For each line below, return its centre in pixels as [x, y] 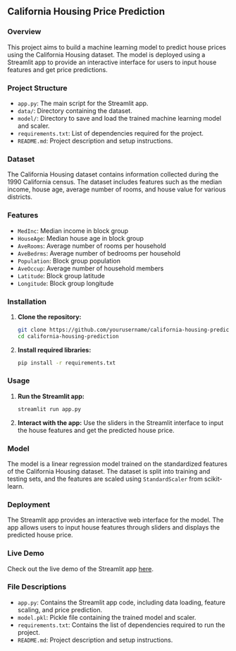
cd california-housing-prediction [68, 336]
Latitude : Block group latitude [61, 275]
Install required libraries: [54, 350]
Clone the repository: [49, 316]
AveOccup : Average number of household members [91, 268]
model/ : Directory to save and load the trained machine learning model [119, 118]
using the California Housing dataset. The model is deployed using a [106, 54]
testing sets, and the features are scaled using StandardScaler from [105, 479]
